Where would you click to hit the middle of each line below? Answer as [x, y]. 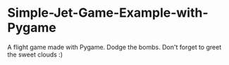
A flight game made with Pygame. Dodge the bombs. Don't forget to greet [114, 47]
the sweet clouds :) [35, 55]
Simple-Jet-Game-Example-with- [108, 13]
